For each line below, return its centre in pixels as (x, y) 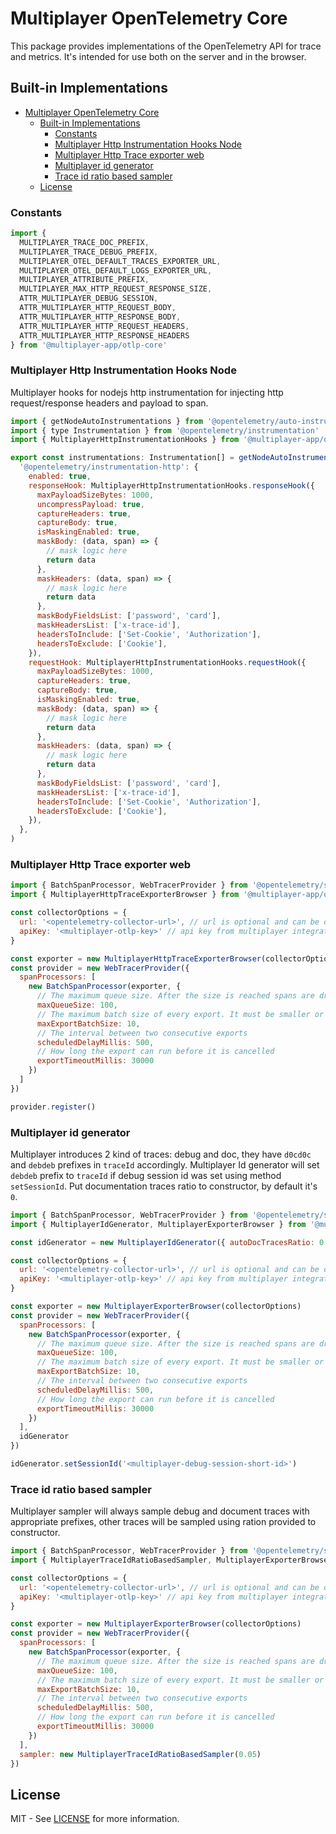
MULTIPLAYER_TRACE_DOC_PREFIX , (84, 242)
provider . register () (53, 1107)
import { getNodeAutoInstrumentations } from (106, 421)
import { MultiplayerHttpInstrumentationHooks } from (125, 440)
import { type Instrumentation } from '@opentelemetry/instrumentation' (165, 430)
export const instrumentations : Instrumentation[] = (122, 458)
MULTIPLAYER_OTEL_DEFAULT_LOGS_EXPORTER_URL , (116, 270)
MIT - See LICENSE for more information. (95, 1819)
